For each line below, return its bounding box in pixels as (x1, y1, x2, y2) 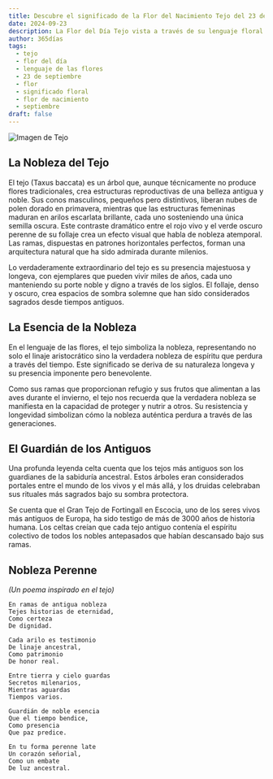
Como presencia (8, 721, 60, 730)
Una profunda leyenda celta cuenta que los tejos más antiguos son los (8, 463, 244, 473)
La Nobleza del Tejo (8, 156, 110, 170)
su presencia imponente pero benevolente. (8, 368, 152, 378)
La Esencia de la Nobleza (8, 320, 137, 334)
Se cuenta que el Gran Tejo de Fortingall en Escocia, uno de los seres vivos (8, 505, 261, 515)
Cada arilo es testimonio (8, 636, 96, 645)
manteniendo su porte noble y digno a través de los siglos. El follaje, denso (8, 280, 259, 289)
